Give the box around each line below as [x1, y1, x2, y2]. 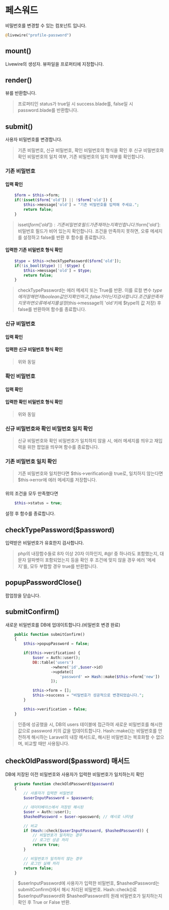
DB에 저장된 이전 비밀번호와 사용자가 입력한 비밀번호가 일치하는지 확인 [5, 771, 145, 777]
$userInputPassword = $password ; [23, 795, 94, 801]
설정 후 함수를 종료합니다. [5, 510, 56, 517]
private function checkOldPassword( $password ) [14, 781, 115, 786]
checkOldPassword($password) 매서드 [5, 757, 130, 765]
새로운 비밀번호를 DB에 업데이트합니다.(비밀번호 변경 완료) [5, 621, 121, 628]
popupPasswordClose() [5, 578, 82, 587]
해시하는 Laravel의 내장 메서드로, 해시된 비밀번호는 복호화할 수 [31, 734, 155, 740]
